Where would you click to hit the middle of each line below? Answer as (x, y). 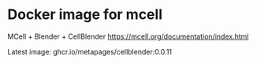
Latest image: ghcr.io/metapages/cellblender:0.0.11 (90, 51)
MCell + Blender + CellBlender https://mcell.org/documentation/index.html (128, 36)
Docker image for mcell (85, 15)
